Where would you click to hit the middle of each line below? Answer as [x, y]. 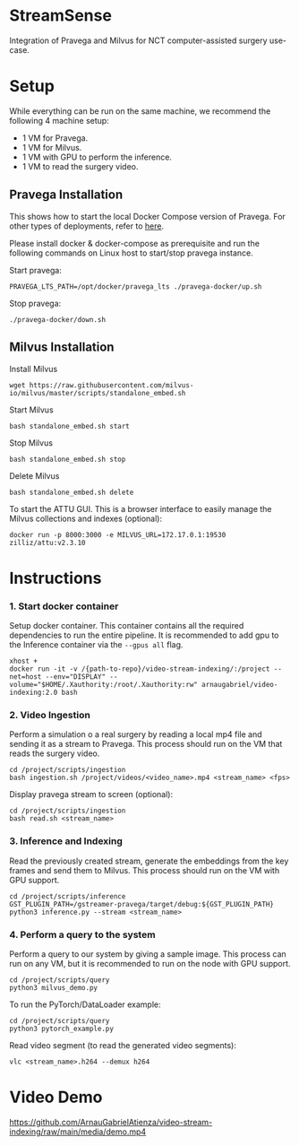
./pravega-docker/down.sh [57, 319]
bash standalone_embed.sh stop [68, 459]
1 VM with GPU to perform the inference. [97, 157]
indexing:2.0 [34, 692]
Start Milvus [31, 410]
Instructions [56, 578]
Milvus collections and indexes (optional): [86, 518]
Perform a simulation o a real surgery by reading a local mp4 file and [136, 734]
